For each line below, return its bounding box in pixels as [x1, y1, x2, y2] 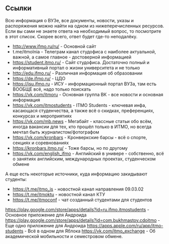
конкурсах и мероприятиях [12, 113, 72, 119]
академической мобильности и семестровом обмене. [5, 233, 123, 239]
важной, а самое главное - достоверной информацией [12, 54, 132, 60]
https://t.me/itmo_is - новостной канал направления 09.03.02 [12, 186, 144, 192]
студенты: [5, 176, 27, 182]
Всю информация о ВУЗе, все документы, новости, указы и [5, 17, 134, 23]
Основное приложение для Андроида [5, 212, 87, 218]
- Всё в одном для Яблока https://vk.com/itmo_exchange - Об [24, 228, 155, 234]
